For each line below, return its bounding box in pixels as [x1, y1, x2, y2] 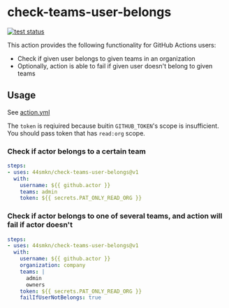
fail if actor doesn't [7, 220, 73, 230]
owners [25, 281, 45, 288]
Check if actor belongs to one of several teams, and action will [7, 211, 223, 221]
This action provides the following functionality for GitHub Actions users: [7, 41, 216, 49]
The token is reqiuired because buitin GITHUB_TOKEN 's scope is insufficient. [7, 122, 219, 130]
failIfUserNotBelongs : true [20, 294, 101, 301]
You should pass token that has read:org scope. [7, 129, 145, 137]
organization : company [20, 262, 86, 269]
